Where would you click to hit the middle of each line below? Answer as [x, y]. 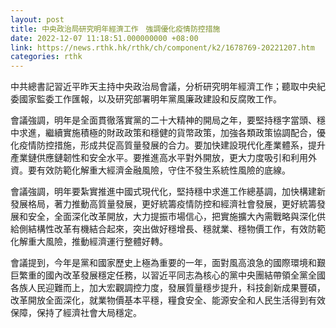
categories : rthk [46, 57]
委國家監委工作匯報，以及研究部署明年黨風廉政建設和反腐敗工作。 [146, 99]
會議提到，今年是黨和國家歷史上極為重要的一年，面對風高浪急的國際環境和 [163, 263]
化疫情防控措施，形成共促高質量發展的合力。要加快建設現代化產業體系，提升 [168, 145]
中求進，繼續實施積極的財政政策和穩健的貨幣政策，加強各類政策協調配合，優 [168, 133]
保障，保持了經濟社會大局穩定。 [76, 313]
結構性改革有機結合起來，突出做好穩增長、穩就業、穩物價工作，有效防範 [176, 229]
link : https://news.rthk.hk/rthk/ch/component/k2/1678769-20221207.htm [162, 47]
